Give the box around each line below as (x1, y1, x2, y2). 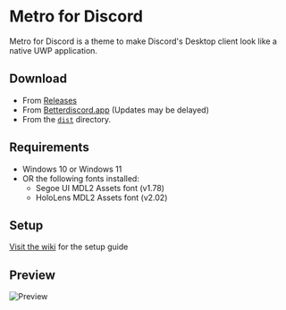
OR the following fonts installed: (21, 172, 140, 184)
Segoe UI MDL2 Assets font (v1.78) (35, 182, 165, 193)
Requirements (9, 140, 89, 155)
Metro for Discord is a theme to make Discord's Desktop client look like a (9, 36, 277, 46)
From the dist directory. (21, 113, 112, 124)
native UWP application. (9, 45, 98, 55)
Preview (9, 267, 56, 282)
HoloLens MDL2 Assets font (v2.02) (35, 192, 168, 203)
